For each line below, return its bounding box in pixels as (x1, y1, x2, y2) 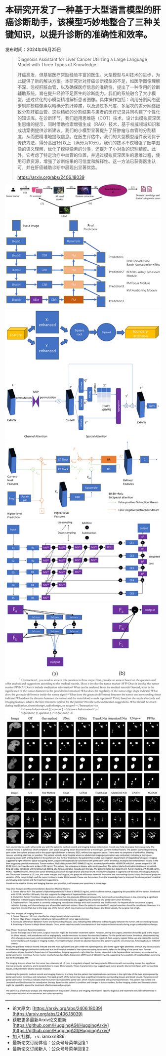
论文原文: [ (12, 1005, 34, 1011)
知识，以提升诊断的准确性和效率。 (14, 29, 153, 41)
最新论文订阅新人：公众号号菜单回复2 (12, 1046, 89, 1052)
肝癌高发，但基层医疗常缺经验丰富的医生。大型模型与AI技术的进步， (17, 72, 156, 78)
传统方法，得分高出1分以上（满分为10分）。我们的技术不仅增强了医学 (17, 139, 156, 146)
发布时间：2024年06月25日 (5, 46, 62, 52)
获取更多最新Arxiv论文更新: (12, 1016, 68, 1022)
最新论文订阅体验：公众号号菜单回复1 (12, 1039, 88, 1045)
